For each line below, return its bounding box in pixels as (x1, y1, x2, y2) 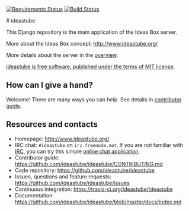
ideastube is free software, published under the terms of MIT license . (6, 63, 175, 70)
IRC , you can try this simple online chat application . (14, 148, 140, 155)
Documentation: (14, 191, 55, 199)
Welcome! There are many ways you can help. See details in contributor (6, 95, 182, 103)
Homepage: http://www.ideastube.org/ (14, 135, 110, 142)
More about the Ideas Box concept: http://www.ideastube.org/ (6, 40, 158, 47)
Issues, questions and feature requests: (14, 172, 111, 180)
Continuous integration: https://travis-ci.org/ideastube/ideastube (14, 186, 173, 193)
